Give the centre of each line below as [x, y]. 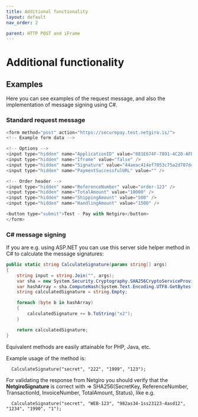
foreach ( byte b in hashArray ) [55, 303]
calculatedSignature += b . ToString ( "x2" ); [80, 314]
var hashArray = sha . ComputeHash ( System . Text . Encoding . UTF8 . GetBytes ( [105, 287]
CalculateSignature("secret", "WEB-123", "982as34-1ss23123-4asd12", [98, 403]
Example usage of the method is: [46, 358]
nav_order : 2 [22, 22]
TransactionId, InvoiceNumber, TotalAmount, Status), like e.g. [80, 392]
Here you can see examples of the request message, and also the [86, 99]
